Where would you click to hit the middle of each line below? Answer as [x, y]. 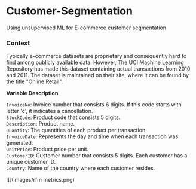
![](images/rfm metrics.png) [40, 180]
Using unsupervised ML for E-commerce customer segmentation [86, 28]
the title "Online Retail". [35, 81]
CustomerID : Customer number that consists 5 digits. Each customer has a [97, 156]
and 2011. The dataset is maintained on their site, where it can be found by [98, 75]
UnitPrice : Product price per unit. [48, 149]
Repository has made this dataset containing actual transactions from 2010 [98, 69]
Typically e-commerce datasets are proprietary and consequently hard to [97, 56]
